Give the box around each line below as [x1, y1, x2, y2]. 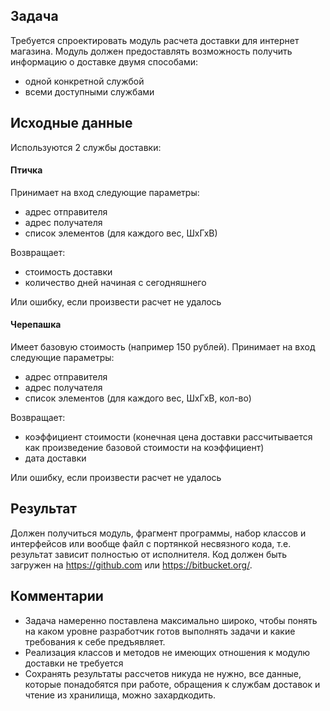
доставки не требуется [24, 657, 124, 669]
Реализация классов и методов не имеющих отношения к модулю [24, 646, 311, 658]
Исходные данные [10, 115, 133, 132]
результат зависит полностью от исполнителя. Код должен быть [10, 548, 288, 560]
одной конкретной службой [24, 75, 145, 87]
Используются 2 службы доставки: [10, 141, 162, 153]
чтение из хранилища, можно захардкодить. [24, 689, 217, 701]
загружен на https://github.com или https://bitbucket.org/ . [10, 559, 253, 571]
